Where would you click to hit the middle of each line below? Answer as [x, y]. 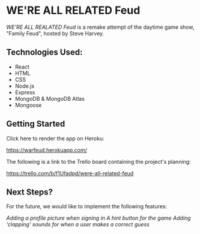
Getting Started [36, 124]
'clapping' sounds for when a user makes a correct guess [78, 224]
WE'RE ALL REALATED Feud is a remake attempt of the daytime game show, [100, 27]
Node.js [25, 86]
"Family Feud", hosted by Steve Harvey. [55, 33]
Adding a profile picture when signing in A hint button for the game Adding [98, 218]
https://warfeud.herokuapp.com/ [47, 150]
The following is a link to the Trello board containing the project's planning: [98, 161]
